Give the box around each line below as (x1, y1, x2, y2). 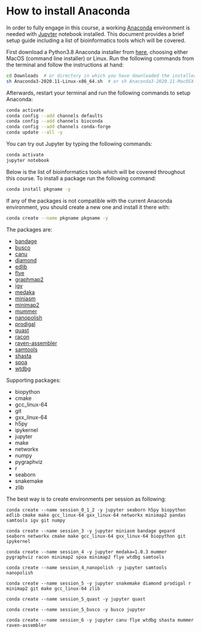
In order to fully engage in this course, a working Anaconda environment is (6, 24, 190, 31)
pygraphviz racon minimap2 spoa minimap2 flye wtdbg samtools (6, 554, 165, 560)
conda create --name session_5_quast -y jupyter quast (6, 596, 146, 602)
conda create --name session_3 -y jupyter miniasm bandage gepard (6, 527, 175, 534)
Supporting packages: (6, 376, 61, 384)
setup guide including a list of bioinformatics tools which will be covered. (6, 37, 186, 44)
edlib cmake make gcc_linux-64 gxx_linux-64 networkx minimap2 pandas (6, 512, 186, 518)
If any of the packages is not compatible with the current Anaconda (6, 197, 172, 204)
